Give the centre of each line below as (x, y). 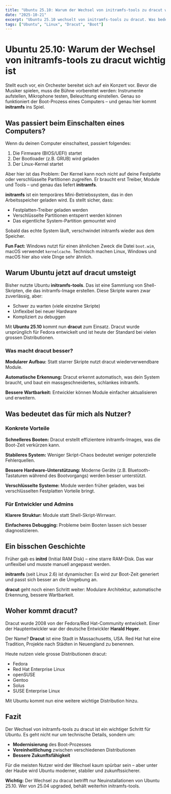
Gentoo (20, 680)
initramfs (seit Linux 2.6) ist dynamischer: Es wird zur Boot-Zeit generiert (82, 574)
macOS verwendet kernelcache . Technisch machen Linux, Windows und (81, 251)
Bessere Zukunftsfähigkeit (41, 755)
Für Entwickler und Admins (39, 504)
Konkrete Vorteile (27, 428)
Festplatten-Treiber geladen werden (50, 210)
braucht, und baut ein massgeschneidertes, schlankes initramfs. (73, 383)
